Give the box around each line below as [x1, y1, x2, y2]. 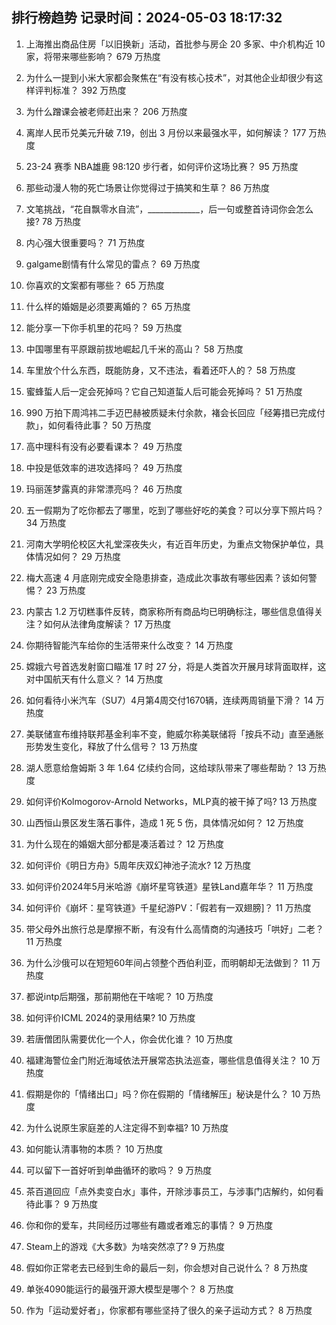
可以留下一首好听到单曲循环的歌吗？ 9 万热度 [25, 1164, 213, 1176]
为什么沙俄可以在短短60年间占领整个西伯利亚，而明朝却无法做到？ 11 [25, 956, 310, 968]
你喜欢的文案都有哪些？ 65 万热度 [25, 279, 165, 291]
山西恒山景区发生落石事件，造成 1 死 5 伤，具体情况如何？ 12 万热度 [25, 816, 304, 828]
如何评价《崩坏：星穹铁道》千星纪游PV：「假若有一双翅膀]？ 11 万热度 [25, 901, 312, 913]
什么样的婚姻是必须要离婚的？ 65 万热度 [25, 300, 191, 312]
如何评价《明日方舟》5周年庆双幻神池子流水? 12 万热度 [25, 859, 252, 871]
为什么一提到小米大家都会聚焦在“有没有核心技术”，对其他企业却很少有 [25, 71, 315, 83]
